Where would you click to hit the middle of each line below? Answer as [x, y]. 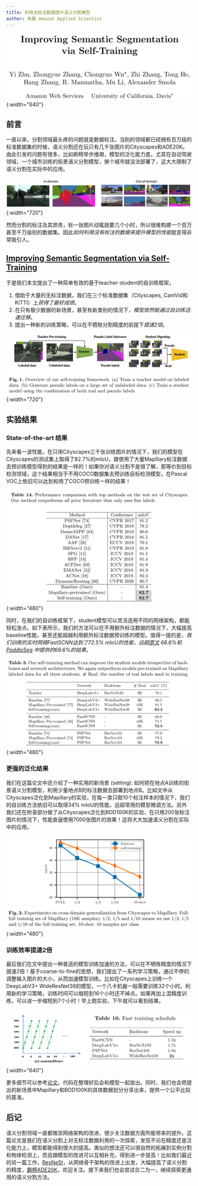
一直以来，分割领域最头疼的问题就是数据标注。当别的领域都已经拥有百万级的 [99, 140]
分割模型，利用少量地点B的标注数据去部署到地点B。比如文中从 [97, 790]
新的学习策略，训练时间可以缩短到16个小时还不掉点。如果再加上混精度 [96, 993]
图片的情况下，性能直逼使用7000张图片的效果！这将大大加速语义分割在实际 [98, 820]
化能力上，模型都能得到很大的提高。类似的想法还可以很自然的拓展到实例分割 [99, 1147]
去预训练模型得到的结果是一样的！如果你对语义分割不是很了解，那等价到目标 [99, 466]
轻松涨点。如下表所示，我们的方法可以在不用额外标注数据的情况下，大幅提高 [99, 628]
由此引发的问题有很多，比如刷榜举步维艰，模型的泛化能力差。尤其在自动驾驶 [99, 154]
